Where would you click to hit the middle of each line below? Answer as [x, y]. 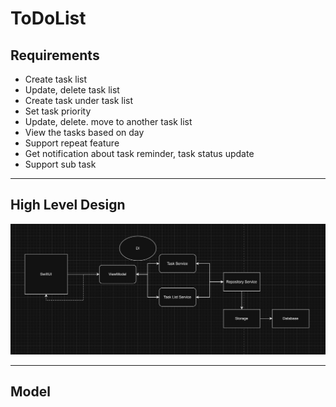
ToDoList [48, 18]
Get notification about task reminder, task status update [139, 153]
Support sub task [60, 164]
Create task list [56, 79]
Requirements [55, 55]
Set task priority [58, 111]
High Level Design [68, 205]
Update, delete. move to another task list [108, 121]
